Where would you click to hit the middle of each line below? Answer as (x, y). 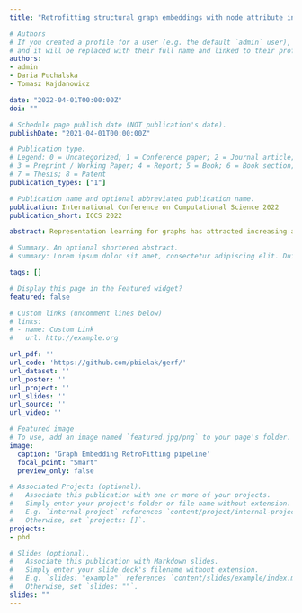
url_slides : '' (38, 396)
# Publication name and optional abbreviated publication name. (132, 198)
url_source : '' (38, 405)
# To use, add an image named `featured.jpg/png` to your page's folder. (151, 437)
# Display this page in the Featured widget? (96, 288)
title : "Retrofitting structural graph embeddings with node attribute (146, 18)
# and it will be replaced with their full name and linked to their (142, 50)
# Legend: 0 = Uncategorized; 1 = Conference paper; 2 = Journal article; (152, 158)
